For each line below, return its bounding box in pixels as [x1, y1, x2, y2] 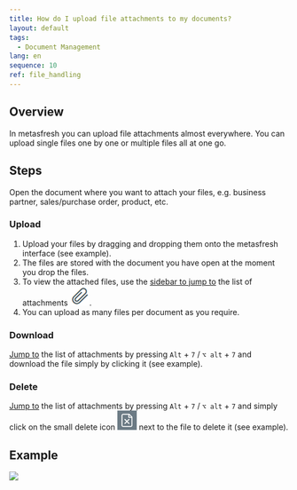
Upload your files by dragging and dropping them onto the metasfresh [21, 238, 279, 249]
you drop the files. [21, 266, 90, 277]
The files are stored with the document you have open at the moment [21, 257, 276, 268]
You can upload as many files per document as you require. [21, 306, 240, 317]
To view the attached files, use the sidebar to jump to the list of [21, 276, 253, 287]
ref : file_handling [9, 71, 82, 80]
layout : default [9, 23, 69, 33]
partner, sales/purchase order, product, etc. [9, 196, 168, 207]
